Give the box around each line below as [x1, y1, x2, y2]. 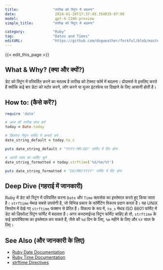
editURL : [5, 38, 23, 44]
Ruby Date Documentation [12, 249, 65, 255]
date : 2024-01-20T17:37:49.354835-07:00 [5, 12, 125, 16]
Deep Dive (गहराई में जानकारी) [5, 182, 83, 190]
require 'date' [5, 111, 36, 116]
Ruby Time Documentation [12, 254, 65, 260]
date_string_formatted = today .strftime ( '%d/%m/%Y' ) [5, 159, 114, 165]
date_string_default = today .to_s [5, 138, 75, 143]
